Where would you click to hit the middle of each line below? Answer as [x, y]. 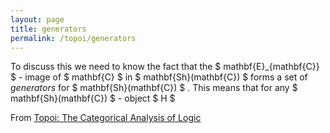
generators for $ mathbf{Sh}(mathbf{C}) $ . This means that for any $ [154, 88]
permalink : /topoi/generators [73, 38]
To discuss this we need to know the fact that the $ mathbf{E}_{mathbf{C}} [165, 67]
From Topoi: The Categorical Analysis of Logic [106, 118]
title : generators [48, 29]
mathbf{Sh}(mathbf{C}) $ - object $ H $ [93, 98]
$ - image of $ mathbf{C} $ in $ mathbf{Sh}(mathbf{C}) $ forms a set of [159, 77]
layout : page [37, 19]
